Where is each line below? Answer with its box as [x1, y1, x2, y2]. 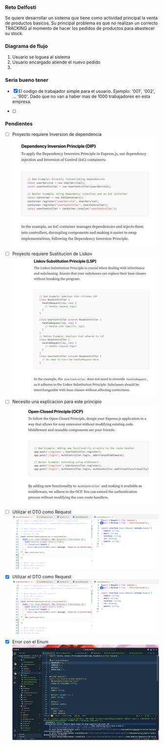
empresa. [12, 98, 32, 104]
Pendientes [5, 120, 33, 127]
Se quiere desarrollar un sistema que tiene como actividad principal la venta [5, 15, 158, 21]
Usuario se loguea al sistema [12, 54, 71, 60]
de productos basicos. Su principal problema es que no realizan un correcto [5, 20, 158, 26]
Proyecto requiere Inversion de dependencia [12, 131, 102, 137]
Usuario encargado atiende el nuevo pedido [12, 59, 101, 65]
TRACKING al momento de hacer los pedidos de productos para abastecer [5, 25, 155, 31]
